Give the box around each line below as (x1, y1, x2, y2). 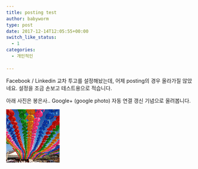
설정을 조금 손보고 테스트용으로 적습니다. (18, 84, 113, 92)
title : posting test (6, 9, 58, 15)
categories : (6, 47, 36, 53)
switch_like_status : (6, 34, 58, 41)
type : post (6, 22, 33, 28)
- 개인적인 (11, 53, 34, 59)
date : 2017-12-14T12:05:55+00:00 (6, 28, 89, 34)
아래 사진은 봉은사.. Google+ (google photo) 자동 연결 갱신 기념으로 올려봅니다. (6, 97, 191, 104)
